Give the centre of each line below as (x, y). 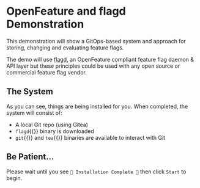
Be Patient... (30, 157)
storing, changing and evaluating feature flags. (65, 48)
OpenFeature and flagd (66, 11)
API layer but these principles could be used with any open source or (93, 66)
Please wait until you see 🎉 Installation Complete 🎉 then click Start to (96, 172)
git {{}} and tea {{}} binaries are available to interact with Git (90, 137)
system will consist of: (34, 113)
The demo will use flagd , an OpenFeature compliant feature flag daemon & (100, 59)
